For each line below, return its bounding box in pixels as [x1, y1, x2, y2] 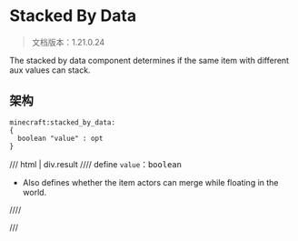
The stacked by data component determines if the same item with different [9, 55, 289, 65]
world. [22, 186, 47, 197]
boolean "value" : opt [17, 134, 104, 143]
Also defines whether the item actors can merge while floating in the [22, 176, 279, 187]
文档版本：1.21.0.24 [31, 36, 105, 47]
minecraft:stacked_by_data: [9, 117, 116, 127]
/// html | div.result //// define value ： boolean [9, 158, 182, 169]
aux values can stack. [9, 65, 91, 75]
